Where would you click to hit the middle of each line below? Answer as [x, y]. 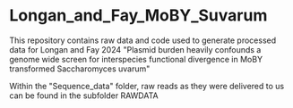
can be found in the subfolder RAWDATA [84, 96]
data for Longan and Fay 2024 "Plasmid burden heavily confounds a [135, 49]
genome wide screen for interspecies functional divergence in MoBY [136, 59]
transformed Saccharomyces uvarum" [80, 69]
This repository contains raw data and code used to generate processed [143, 40]
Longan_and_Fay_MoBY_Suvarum [138, 16]
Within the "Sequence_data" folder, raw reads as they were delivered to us [147, 86]
